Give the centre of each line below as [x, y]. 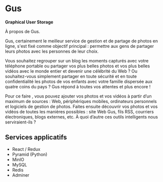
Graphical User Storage [29, 22]
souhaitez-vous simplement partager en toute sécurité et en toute [71, 76]
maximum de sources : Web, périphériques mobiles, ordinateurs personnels [81, 101]
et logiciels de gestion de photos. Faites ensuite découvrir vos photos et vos [81, 106]
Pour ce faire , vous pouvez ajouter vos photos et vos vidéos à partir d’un [78, 96]
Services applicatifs [36, 137]
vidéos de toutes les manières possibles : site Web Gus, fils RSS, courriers [80, 111]
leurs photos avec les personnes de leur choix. [52, 51]
